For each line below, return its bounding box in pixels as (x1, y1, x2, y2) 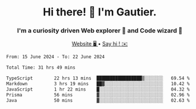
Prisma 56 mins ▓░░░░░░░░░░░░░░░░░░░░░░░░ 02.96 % (6, 92, 190, 98)
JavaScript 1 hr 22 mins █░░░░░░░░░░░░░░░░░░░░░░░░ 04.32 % (6, 86, 190, 92)
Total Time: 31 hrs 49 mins (6, 65, 76, 70)
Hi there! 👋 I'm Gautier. (43, 5, 157, 19)
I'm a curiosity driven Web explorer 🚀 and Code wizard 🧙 (17, 27, 183, 35)
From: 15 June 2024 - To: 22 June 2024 (6, 54, 105, 60)
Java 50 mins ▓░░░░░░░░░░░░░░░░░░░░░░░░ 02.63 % (6, 97, 190, 103)
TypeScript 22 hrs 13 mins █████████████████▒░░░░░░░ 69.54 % (6, 75, 190, 82)
